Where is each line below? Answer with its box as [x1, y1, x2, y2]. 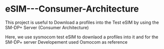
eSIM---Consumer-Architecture [5, 3, 139, 15]
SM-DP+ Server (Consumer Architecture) [5, 24, 89, 30]
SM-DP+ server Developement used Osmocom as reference [5, 39, 127, 45]
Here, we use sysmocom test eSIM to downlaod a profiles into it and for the [5, 34, 159, 40]
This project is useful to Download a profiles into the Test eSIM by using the [5, 19, 159, 25]
